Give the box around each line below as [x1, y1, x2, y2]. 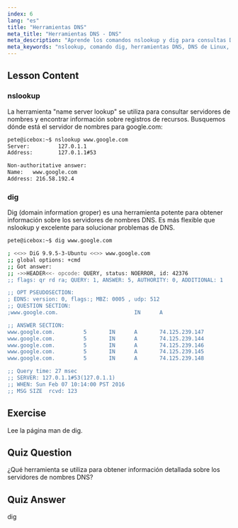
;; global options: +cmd [7, 257, 81, 264]
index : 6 [7, 10, 33, 18]
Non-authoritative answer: [7, 162, 87, 169]
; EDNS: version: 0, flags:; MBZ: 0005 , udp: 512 [7, 296, 160, 303]
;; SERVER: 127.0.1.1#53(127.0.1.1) [7, 375, 115, 382]
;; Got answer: [7, 263, 52, 270]
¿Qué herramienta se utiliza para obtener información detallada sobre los [7, 465, 221, 474]
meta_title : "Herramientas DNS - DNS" [7, 30, 122, 38]
